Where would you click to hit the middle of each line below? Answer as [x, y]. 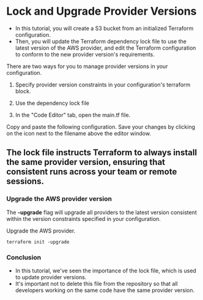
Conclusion [24, 257]
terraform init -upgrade [38, 242]
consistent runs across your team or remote [92, 172]
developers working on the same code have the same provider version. [105, 290]
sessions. [25, 181]
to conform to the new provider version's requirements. [85, 54]
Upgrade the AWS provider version [59, 199]
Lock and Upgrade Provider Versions [102, 11]
